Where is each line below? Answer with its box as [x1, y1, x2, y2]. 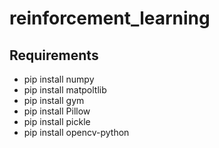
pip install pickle [23, 116, 91, 127]
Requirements [9, 47, 99, 64]
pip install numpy [23, 73, 95, 85]
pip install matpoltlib [23, 84, 107, 96]
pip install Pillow [23, 105, 91, 117]
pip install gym [23, 95, 85, 106]
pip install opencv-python [23, 127, 130, 138]
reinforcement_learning [9, 7, 211, 30]
